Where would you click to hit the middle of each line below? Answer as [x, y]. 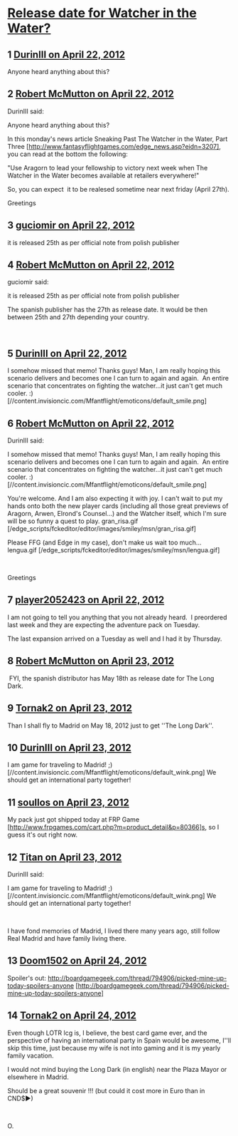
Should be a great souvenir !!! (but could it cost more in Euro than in [106, 1090]
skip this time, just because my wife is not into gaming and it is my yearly [114, 1048]
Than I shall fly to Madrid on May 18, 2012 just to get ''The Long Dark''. [111, 726]
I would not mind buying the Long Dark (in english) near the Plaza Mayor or [117, 1069]
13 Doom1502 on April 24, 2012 [77, 961]
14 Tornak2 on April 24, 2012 [72, 1016]
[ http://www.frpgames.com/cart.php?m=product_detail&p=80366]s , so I [113, 827]
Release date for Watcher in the [102, 13]
